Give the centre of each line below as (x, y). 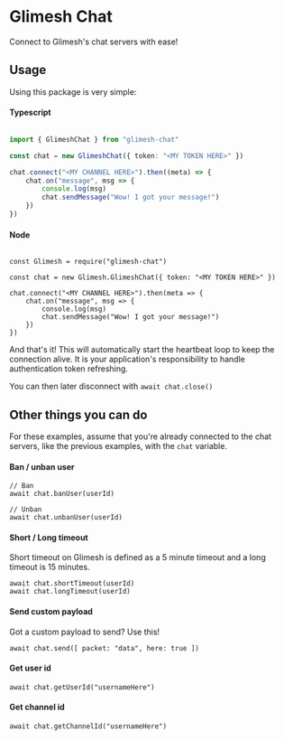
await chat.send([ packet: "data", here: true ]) (105, 648)
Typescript (30, 112)
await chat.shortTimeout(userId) (72, 584)
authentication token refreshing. (69, 369)
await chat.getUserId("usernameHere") (82, 687)
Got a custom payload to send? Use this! (85, 632)
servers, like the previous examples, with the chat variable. (119, 445)
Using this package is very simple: (73, 91)
